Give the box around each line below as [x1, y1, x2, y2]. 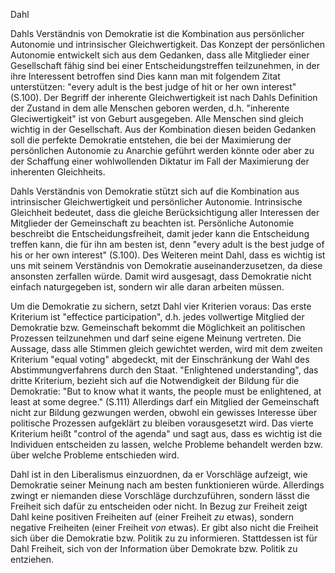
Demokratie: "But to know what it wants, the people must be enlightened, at [10, 385, 322, 397]
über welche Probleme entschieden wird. [10, 449, 180, 461]
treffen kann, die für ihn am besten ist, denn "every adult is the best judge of [10, 239, 325, 250]
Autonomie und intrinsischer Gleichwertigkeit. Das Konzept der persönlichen [10, 39, 326, 50]
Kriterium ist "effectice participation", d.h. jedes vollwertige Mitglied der [10, 311, 305, 323]
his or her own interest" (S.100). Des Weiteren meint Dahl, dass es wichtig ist [10, 249, 326, 261]
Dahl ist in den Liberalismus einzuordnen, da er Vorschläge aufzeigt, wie [10, 469, 308, 480]
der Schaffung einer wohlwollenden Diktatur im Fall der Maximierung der [10, 155, 310, 167]
